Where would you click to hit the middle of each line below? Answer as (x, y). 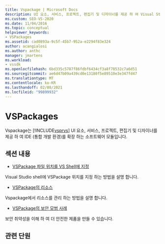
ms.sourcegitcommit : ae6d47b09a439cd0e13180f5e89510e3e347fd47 (71, 74)
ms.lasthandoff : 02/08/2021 (34, 87)
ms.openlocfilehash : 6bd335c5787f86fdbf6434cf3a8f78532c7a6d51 (71, 69)
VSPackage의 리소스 (32, 187)
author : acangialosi (26, 46)
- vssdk (13, 64)
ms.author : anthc (23, 51)
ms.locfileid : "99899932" (31, 92)
